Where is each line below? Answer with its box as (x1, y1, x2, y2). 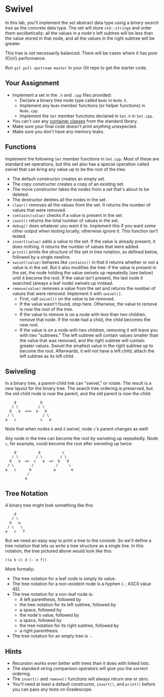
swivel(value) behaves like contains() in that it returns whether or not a (12, 259, 159, 265)
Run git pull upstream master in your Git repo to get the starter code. (5, 65, 147, 71)
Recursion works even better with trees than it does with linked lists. (12, 660, 150, 666)
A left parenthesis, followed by (19, 596, 82, 602)
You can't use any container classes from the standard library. (12, 118, 138, 124)
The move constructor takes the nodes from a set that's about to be (12, 186, 150, 192)
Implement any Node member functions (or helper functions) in (19, 102, 146, 108)
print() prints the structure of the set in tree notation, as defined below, (12, 249, 158, 255)
